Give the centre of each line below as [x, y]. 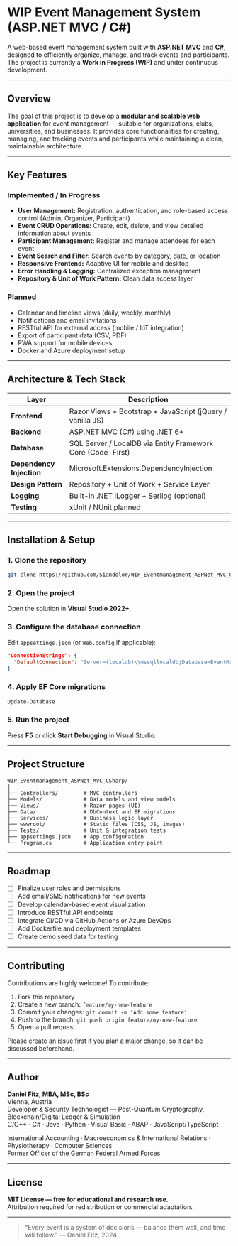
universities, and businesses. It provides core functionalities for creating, [113, 131]
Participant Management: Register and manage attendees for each [116, 241]
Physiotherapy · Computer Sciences [60, 1146]
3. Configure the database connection [74, 627]
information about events [54, 233]
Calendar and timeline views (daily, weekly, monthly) [94, 313]
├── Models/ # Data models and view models [91, 799]
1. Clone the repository [47, 560]
